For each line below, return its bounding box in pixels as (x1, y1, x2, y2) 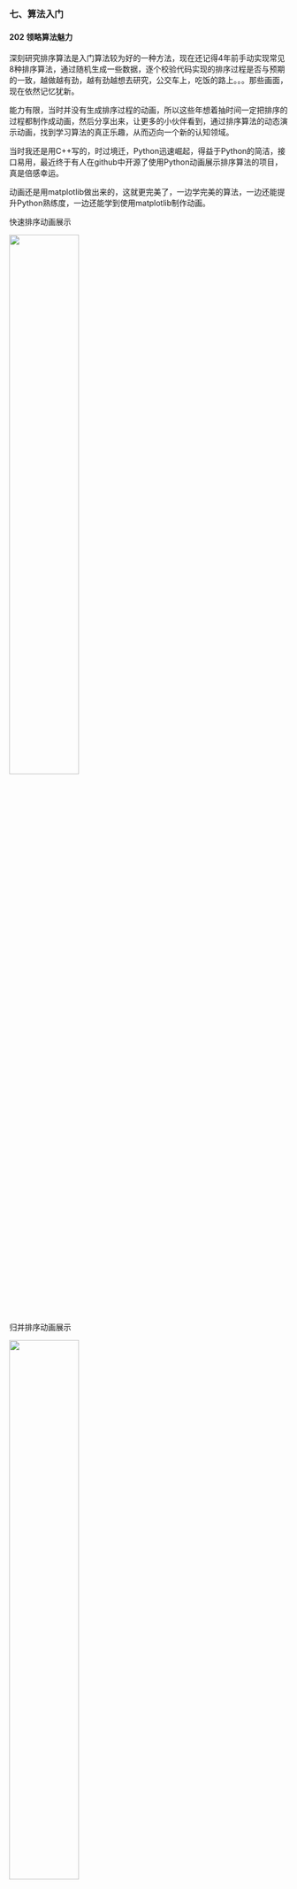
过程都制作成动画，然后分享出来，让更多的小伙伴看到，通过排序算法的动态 (9, 116, 280, 127)
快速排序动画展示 (9, 217, 72, 227)
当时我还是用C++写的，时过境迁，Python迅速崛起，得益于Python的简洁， (9, 146, 278, 157)
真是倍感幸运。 (9, 168, 64, 179)
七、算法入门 (9, 7, 65, 19)
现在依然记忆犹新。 (9, 86, 80, 96)
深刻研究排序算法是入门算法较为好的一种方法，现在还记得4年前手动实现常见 (9, 53, 286, 64)
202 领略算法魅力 (9, 31, 73, 42)
